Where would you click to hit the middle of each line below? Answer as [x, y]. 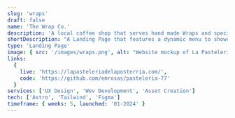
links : [17, 59]
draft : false [26, 20]
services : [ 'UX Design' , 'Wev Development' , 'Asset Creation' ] [101, 91]
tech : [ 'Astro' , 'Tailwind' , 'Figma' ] [64, 98]
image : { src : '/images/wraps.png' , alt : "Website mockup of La [103, 53]
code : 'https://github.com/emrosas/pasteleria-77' [95, 78]
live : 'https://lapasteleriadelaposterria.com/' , [94, 71]
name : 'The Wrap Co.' [39, 26]
